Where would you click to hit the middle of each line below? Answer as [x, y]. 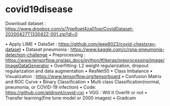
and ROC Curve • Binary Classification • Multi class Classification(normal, [83, 82]
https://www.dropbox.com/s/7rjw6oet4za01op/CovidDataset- [69, 28]
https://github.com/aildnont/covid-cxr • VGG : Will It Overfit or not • [76, 92]
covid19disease [39, 9]
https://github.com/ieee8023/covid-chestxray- [107, 44]
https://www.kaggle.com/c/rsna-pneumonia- [117, 49]
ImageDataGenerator [27, 65]
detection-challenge [26, 55]
